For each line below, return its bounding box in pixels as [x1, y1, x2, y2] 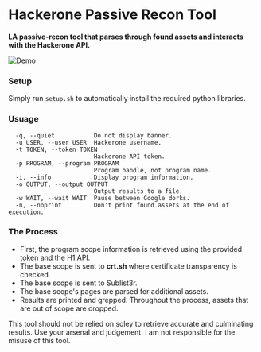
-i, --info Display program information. [15, 173, 194, 181]
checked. [19, 269, 51, 279]
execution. [8, 208, 45, 216]
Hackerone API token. [93, 153, 166, 161]
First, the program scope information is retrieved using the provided [19, 244, 243, 253]
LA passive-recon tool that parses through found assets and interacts [8, 32, 244, 41]
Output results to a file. [93, 187, 183, 195]
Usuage [8, 114, 39, 125]
